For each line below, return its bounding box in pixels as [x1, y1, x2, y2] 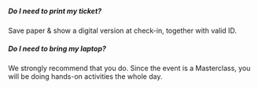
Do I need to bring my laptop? [8, 44, 106, 53]
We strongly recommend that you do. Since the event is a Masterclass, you [8, 63, 251, 73]
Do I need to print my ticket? [8, 6, 102, 16]
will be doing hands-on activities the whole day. [8, 71, 163, 81]
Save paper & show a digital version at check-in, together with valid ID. [8, 26, 238, 35]
